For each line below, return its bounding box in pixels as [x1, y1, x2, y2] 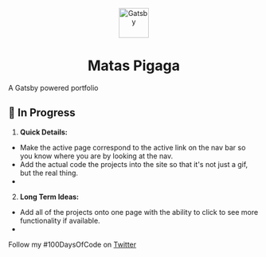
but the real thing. [19, 168, 78, 177]
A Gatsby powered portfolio [8, 83, 99, 92]
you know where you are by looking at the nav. [19, 151, 174, 161]
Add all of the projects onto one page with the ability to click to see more [19, 207, 259, 216]
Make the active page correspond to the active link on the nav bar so [19, 142, 246, 152]
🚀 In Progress [8, 106, 76, 119]
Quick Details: [19, 127, 68, 137]
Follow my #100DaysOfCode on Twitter [8, 239, 137, 249]
